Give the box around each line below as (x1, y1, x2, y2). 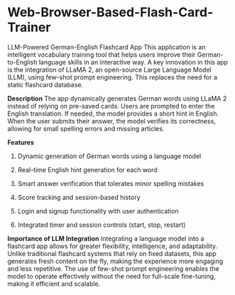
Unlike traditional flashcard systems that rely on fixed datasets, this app (7, 249, 217, 257)
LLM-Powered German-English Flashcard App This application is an (7, 43, 206, 51)
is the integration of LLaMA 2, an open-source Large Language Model (7, 65, 212, 74)
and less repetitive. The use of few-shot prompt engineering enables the (7, 264, 220, 273)
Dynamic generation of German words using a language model (17, 152, 202, 160)
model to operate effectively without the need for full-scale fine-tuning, (7, 272, 216, 280)
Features (7, 138, 34, 146)
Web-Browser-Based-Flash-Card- (7, 4, 214, 21)
